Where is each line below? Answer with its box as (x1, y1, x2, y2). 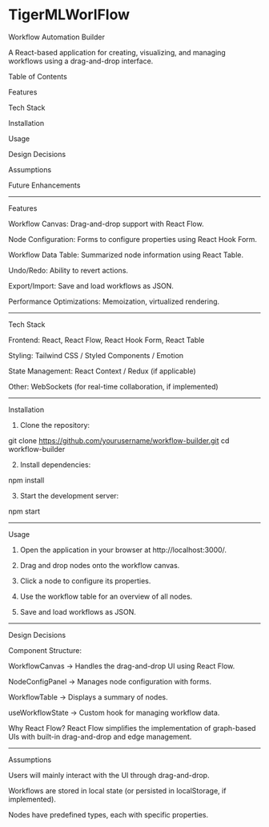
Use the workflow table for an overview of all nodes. (19, 591, 193, 601)
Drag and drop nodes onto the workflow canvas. (19, 560, 180, 570)
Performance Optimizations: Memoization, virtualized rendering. (8, 297, 220, 306)
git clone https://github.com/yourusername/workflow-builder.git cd (8, 435, 230, 446)
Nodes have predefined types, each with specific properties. (8, 809, 209, 819)
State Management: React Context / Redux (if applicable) (8, 366, 196, 376)
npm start (8, 506, 41, 516)
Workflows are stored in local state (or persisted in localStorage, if (8, 785, 227, 795)
